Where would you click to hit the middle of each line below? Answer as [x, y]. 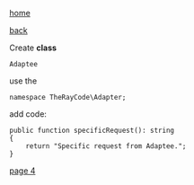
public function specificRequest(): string [92, 130]
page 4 [22, 171]
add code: [28, 114]
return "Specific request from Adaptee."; [106, 146]
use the [23, 81]
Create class [33, 48]
